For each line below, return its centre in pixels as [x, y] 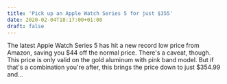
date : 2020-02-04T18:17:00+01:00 [55, 20]
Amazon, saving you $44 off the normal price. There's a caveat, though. [109, 53]
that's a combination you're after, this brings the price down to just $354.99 [114, 67]
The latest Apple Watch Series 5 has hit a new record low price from [104, 46]
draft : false [26, 26]
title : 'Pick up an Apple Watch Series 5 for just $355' [90, 13]
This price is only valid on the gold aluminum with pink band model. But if [110, 60]
